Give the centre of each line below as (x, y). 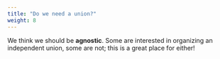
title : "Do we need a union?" (52, 14)
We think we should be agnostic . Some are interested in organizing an (110, 40)
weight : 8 (22, 20)
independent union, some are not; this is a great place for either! (101, 48)
